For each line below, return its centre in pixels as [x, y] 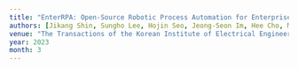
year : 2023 [29, 42]
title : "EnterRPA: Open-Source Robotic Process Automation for [129, 17]
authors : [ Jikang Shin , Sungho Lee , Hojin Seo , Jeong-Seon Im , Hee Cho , [146, 26]
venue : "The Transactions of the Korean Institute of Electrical [132, 34]
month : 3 [25, 50]
